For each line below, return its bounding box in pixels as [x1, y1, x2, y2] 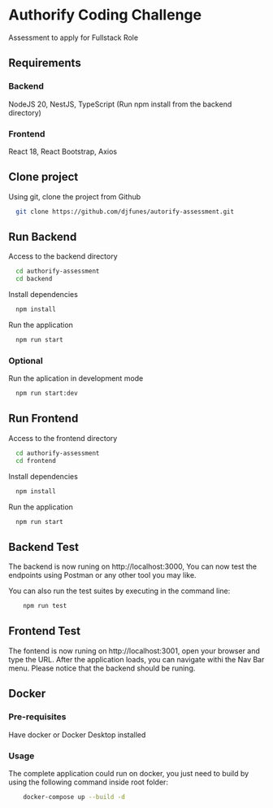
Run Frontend [8, 412, 79, 426]
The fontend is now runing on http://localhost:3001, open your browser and [8, 645, 260, 656]
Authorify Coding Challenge [8, 6, 201, 24]
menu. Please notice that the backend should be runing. [8, 663, 196, 673]
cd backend [15, 275, 53, 283]
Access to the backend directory [8, 251, 118, 261]
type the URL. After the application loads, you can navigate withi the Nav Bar [8, 654, 265, 664]
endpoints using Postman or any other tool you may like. [8, 570, 197, 580]
